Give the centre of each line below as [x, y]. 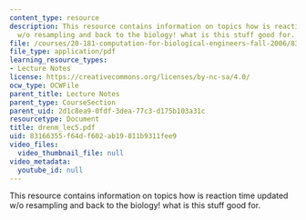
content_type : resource [55, 18]
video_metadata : [40, 161]
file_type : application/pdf [63, 52]
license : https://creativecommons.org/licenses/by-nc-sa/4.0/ [130, 77]
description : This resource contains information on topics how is [140, 26]
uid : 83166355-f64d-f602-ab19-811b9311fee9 [93, 136]
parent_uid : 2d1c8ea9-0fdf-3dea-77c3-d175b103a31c [107, 111]
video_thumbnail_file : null [71, 153]
